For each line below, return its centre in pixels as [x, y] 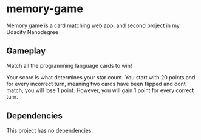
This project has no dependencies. [49, 130]
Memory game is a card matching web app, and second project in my [93, 25]
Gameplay [26, 51]
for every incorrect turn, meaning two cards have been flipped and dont [96, 84]
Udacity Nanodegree [32, 32]
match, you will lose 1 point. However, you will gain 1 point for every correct [100, 90]
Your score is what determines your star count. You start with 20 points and [101, 77]
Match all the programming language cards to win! [69, 65]
